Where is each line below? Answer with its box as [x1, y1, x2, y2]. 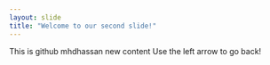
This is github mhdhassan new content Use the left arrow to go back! [9, 45, 262, 56]
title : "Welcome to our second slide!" [9, 21, 157, 30]
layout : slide [9, 12, 62, 22]
